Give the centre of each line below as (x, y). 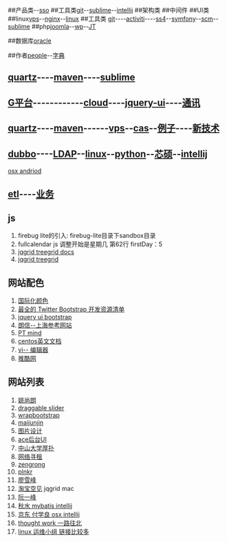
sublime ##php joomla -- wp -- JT (52, 27)
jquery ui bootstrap (45, 317)
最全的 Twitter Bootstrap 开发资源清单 (71, 309)
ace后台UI (32, 439)
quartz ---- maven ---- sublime (72, 78)
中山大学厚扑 (36, 448)
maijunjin (31, 422)
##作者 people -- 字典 (36, 55)
